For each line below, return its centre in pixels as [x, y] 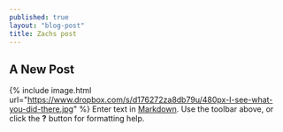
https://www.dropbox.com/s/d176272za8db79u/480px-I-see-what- [150, 100]
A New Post [42, 69]
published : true [39, 17]
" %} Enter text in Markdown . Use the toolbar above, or [173, 109]
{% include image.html [50, 91]
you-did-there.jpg [41, 109]
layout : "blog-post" [47, 26]
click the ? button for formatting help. [77, 119]
